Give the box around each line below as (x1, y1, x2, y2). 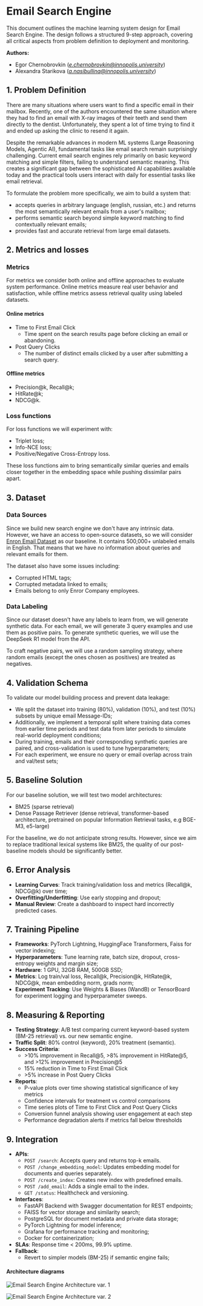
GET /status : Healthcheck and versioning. (24, 1189, 129, 1196)
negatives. (6, 660, 33, 668)
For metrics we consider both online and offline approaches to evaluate (6, 277, 185, 284)
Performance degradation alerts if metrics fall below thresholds (24, 1117, 182, 1124)
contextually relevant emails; (15, 220, 87, 228)
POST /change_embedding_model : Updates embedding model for (24, 1164, 180, 1170)
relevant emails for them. (6, 550, 68, 557)
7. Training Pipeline (6, 924, 79, 935)
